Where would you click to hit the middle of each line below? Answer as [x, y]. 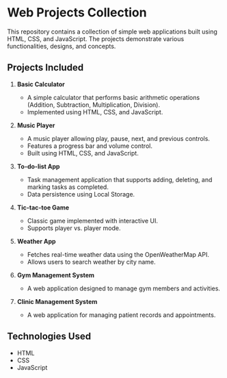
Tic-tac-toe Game [43, 207]
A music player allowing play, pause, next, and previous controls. [119, 138]
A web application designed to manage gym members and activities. [124, 288]
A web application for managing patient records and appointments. [121, 315]
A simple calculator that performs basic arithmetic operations [113, 97]
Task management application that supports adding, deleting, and [120, 179]
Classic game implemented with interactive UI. [93, 220]
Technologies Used [49, 337]
